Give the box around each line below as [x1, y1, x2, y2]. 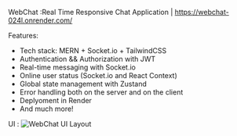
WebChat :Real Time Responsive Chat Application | [8, 8, 173, 16]
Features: [8, 31, 39, 40]
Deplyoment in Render [19, 96, 93, 105]
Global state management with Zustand [19, 79, 148, 88]
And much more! [19, 104, 74, 113]
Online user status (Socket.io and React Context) [19, 71, 178, 80]
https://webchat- [174, 8, 229, 16]
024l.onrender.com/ [8, 16, 73, 25]
